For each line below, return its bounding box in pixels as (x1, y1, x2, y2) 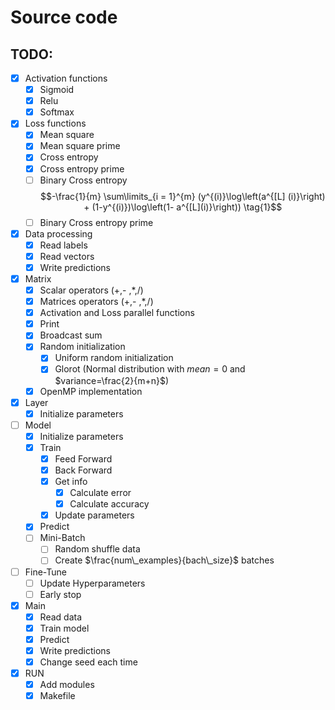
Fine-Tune (24, 566, 67, 578)
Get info (54, 476, 88, 487)
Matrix (24, 272, 52, 285)
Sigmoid (39, 84, 75, 96)
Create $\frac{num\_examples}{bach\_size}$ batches (54, 554, 275, 566)
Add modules (39, 679, 95, 691)
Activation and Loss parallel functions (39, 307, 195, 319)
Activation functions (24, 72, 108, 84)
